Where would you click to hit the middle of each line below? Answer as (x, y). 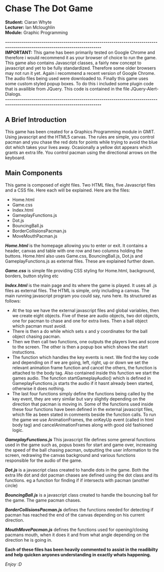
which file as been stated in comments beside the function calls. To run (84, 414)
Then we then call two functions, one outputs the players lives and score (85, 341)
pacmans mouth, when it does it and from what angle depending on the (77, 535)
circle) (12, 485)
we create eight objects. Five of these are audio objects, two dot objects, (86, 315)
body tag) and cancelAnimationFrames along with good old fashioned (82, 425)
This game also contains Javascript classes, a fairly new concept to (73, 63)
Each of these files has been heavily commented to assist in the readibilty (82, 549)
